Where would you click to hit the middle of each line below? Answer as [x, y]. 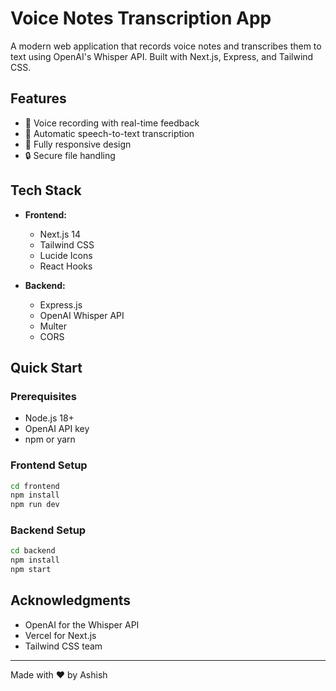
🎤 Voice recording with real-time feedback [112, 123]
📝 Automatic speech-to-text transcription [109, 133]
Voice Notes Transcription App [141, 18]
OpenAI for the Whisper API [82, 624]
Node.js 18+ [49, 418]
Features [38, 98]
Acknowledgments [71, 600]
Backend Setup [48, 530]
